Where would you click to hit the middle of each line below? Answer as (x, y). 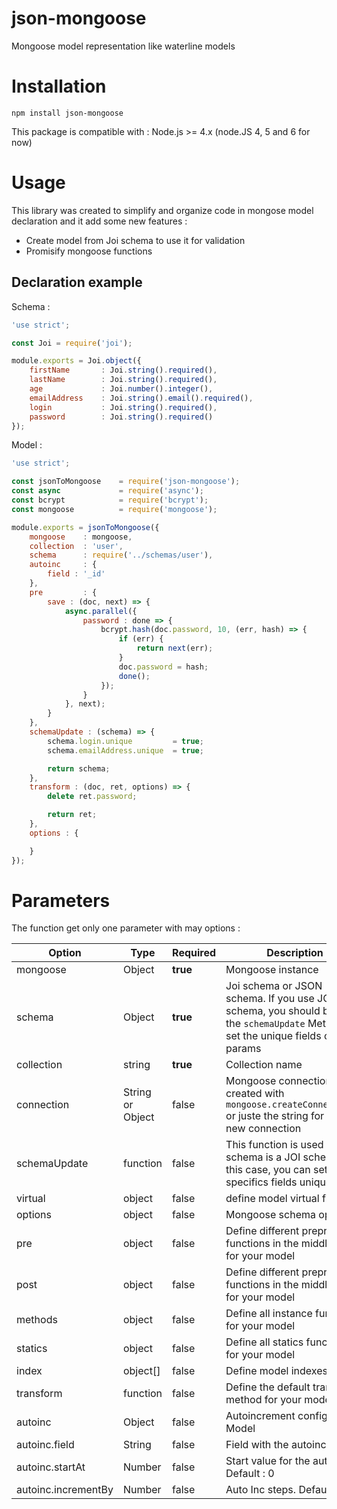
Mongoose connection (278, 1081)
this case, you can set (277, 1170)
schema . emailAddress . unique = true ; (125, 750)
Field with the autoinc (276, 1445)
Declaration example (77, 282)
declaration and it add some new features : (99, 221)
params (243, 1049)
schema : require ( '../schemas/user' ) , (121, 555)
